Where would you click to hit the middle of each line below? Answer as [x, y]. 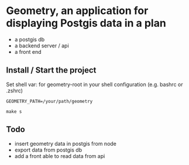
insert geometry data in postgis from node [66, 143]
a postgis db [30, 39]
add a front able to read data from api [60, 156]
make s [14, 111]
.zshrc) [15, 90]
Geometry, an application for [77, 11]
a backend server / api [42, 46]
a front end [28, 51]
